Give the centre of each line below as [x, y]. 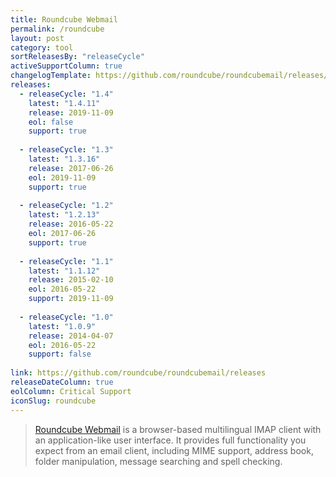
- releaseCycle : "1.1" [66, 261]
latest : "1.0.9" [62, 326]
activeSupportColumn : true [66, 66]
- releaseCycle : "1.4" [66, 94]
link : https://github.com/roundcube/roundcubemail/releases [138, 373]
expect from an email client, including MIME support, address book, [174, 450]
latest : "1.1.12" [64, 271]
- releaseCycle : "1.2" [66, 206]
